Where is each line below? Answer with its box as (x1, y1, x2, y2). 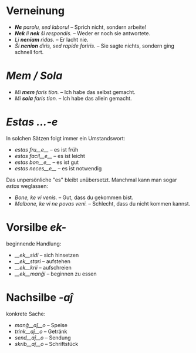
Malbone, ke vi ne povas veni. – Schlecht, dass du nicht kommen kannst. (14, 200, 191, 207)
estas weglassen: (6, 182, 49, 189)
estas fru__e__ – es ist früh (14, 146, 79, 153)
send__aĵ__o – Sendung (14, 334, 72, 341)
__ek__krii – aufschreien (14, 264, 72, 271)
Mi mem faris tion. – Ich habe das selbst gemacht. (14, 88, 136, 95)
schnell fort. (14, 48, 44, 55)
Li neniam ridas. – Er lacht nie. (14, 36, 89, 43)
